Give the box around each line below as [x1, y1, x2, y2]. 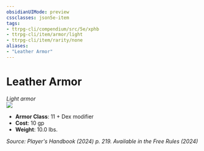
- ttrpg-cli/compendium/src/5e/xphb [6, 26, 99, 32]
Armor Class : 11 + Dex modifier [15, 113, 94, 120]
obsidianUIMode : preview [6, 9, 69, 15]
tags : [6, 20, 20, 26]
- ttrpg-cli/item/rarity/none [6, 37, 83, 43]
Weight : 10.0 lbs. [15, 125, 58, 133]
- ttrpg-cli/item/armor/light [6, 32, 83, 38]
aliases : [6, 43, 29, 49]
